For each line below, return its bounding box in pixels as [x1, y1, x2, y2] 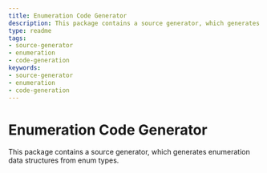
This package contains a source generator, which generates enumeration [8, 147, 251, 157]
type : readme [8, 26, 52, 34]
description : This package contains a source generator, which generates [8, 19, 261, 27]
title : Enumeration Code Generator [8, 11, 127, 20]
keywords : [8, 64, 42, 72]
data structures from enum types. [8, 155, 119, 165]
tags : [8, 34, 26, 42]
